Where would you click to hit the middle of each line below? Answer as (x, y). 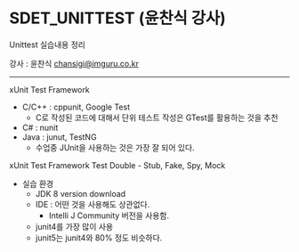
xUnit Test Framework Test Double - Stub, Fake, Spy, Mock (117, 165)
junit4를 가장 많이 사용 (74, 226)
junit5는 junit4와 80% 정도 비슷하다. (99, 238)
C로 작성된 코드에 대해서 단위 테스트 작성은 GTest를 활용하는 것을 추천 (157, 118)
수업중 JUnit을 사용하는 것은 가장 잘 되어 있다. (115, 147)
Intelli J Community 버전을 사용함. (109, 215)
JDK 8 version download (81, 193)
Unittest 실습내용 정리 (48, 45)
